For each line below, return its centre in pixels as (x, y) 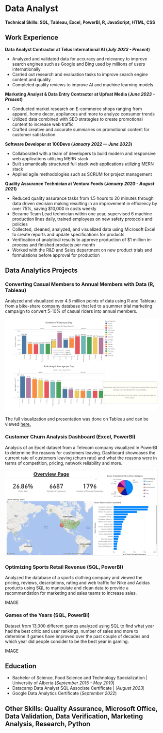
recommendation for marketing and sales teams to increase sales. (71, 593)
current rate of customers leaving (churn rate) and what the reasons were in (81, 458)
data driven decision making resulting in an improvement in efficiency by (85, 203)
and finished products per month (62, 244)
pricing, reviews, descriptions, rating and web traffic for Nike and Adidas (78, 583)
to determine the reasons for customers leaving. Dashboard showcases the (80, 452)
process (20, 244)
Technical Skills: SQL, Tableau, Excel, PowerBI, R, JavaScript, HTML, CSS (80, 22)
